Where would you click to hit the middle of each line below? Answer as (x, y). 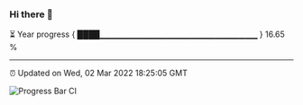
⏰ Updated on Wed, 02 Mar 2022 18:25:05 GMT (98, 73)
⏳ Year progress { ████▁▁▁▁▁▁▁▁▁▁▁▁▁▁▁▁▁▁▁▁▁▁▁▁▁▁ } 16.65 (147, 34)
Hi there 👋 (32, 14)
